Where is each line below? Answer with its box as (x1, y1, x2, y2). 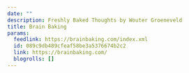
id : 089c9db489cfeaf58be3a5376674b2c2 (13, 42, 127, 49)
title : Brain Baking (7, 23, 68, 30)
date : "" (7, 10, 33, 17)
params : (7, 29, 30, 37)
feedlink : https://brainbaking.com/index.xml (13, 36, 149, 43)
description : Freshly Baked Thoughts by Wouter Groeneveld (7, 17, 183, 24)
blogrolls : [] (13, 56, 54, 63)
